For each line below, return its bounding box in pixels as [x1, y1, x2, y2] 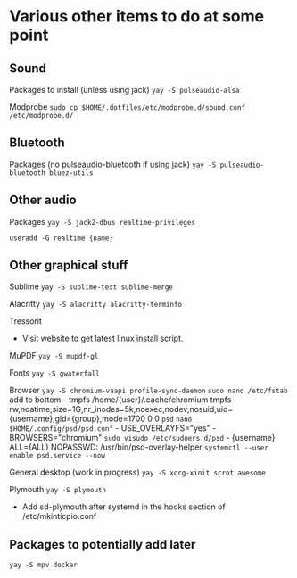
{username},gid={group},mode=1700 [9, 413, 145, 425]
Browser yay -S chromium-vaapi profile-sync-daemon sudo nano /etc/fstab [9, 385, 288, 396]
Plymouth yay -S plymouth [9, 484, 107, 495]
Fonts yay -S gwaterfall [9, 367, 100, 378]
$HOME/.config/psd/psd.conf [9, 425, 114, 433]
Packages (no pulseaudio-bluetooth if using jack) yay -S [9, 159, 217, 169]
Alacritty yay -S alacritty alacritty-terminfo [9, 299, 183, 310]
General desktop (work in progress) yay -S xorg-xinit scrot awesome [9, 467, 266, 478]
